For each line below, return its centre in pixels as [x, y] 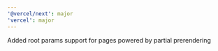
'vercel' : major [31, 20]
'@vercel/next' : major [40, 14]
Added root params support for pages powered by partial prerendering [109, 40]
